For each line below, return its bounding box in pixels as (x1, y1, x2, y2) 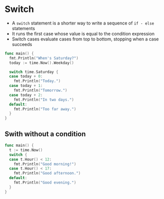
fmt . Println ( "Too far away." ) (13, 106, 77, 111)
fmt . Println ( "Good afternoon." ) (13, 171, 81, 176)
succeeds (11, 41, 32, 47)
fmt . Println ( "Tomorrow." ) (13, 88, 68, 93)
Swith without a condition (4, 129, 86, 138)
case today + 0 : (9, 74, 43, 79)
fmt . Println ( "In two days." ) (13, 97, 74, 102)
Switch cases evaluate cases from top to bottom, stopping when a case (11, 36, 159, 42)
